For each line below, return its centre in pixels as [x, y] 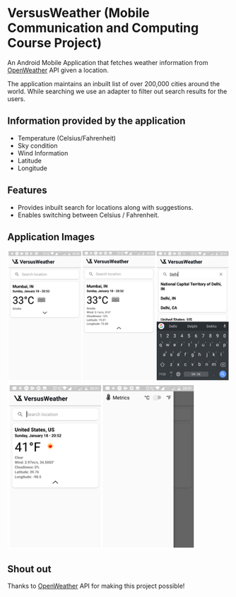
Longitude [32, 168]
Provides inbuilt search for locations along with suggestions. [105, 207]
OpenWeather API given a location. [58, 70]
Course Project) [55, 43]
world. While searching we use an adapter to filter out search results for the [117, 91]
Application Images [51, 237]
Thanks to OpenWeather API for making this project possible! [96, 586]
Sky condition [37, 146]
